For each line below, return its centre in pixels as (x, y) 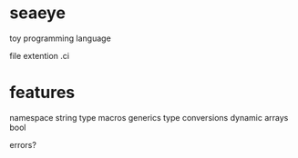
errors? (23, 144)
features (42, 93)
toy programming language (60, 38)
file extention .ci (40, 55)
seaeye (38, 13)
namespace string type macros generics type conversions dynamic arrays (149, 117)
